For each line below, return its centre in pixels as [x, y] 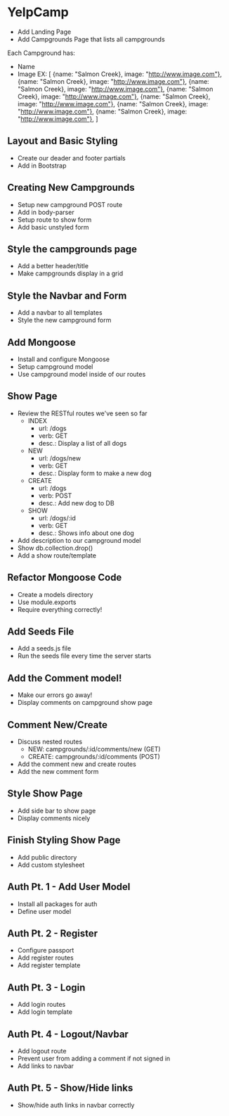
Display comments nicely [54, 818]
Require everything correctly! [60, 609]
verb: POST [55, 495]
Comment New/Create [57, 725]
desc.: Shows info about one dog [86, 533]
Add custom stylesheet [51, 865]
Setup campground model [55, 366]
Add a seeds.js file [44, 648]
